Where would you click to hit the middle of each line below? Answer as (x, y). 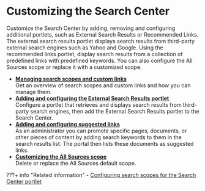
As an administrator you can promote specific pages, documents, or (101, 131)
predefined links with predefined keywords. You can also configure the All (99, 60)
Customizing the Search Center (88, 11)
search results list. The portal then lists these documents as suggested (104, 143)
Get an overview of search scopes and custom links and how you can (103, 85)
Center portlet (24, 181)
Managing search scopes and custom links (71, 79)
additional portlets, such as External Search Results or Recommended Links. (102, 34)
